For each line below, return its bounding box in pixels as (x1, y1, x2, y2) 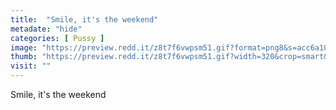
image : (10, 42, 38, 53)
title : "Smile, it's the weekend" (10, 14, 159, 25)
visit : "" (10, 61, 52, 71)
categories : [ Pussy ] (10, 33, 105, 43)
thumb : (10, 52, 38, 62)
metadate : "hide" (10, 24, 83, 34)
